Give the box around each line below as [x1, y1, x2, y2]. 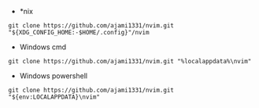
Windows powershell [19, 71, 88, 81]
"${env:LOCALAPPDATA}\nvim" [8, 93, 101, 101]
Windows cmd [19, 42, 67, 52]
